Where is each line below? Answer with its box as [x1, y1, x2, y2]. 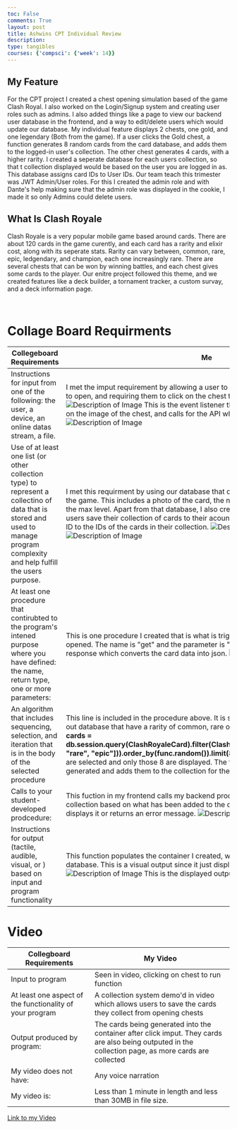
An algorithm [11, 705, 54, 714]
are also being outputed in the [94, 1037, 194, 1047]
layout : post [7, 23, 46, 30]
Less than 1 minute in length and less [94, 1087, 218, 1096]
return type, [11, 675, 50, 685]
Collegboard [28, 949, 71, 959]
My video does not [11, 1066, 73, 1076]
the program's [11, 622, 58, 632]
